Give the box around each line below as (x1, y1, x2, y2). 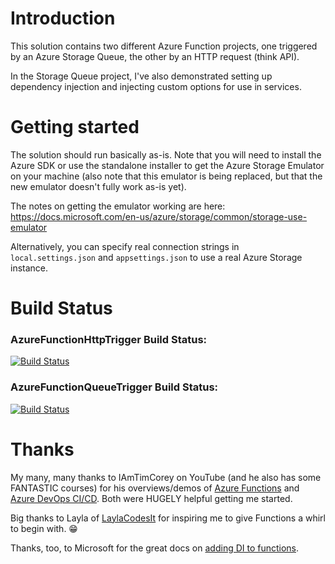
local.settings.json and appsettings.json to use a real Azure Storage (10, 251, 303, 263)
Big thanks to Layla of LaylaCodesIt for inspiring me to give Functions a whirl (10, 512, 326, 524)
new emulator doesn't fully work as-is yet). (10, 180, 187, 192)
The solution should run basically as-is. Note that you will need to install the (10, 148, 322, 161)
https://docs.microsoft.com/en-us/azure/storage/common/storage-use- (10, 210, 308, 222)
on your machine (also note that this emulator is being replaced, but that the (10, 170, 323, 182)
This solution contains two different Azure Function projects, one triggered (10, 40, 318, 52)
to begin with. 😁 (10, 522, 78, 534)
